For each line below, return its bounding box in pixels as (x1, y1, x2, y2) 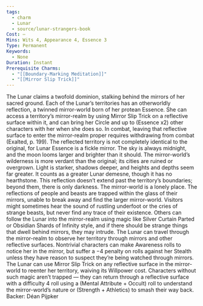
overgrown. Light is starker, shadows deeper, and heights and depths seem (6, 164, 195, 171)
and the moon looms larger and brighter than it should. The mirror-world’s (6, 151, 190, 158)
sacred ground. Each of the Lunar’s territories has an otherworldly (6, 99, 171, 107)
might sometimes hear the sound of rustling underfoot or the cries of (6, 202, 178, 210)
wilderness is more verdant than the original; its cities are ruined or (6, 158, 173, 165)
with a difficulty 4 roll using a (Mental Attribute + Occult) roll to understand (6, 280, 193, 287)
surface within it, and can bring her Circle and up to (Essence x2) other (6, 119, 184, 126)
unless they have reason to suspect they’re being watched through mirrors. (6, 254, 194, 261)
